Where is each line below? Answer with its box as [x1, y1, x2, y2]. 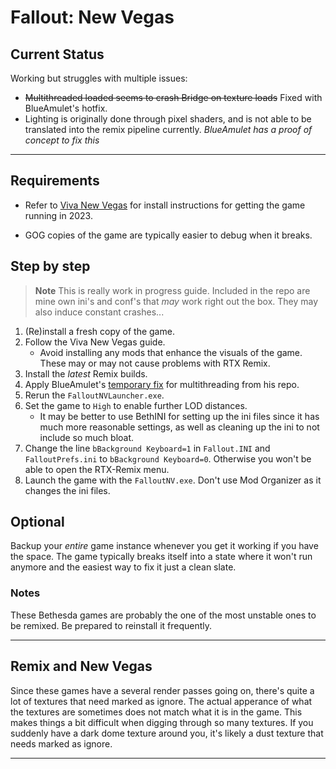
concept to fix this [24, 134, 100, 146]
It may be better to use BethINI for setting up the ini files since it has [39, 410, 320, 422]
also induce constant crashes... [34, 306, 165, 318]
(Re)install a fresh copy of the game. [24, 325, 175, 337]
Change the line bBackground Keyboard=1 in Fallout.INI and [24, 442, 271, 454]
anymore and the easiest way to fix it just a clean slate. [10, 561, 237, 573]
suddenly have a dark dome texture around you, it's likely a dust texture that [10, 727, 324, 739]
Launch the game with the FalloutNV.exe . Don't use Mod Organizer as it [24, 474, 322, 486]
